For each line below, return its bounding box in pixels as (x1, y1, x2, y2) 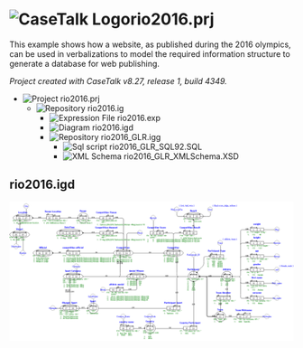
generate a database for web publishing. (9, 58, 161, 69)
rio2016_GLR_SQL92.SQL (109, 141, 203, 152)
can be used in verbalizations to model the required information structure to (9, 48, 290, 59)
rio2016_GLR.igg (100, 131, 161, 142)
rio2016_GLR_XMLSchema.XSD (123, 150, 239, 162)
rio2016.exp (116, 112, 161, 123)
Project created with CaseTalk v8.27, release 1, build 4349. (9, 75, 227, 86)
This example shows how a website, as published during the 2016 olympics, (9, 39, 291, 50)
